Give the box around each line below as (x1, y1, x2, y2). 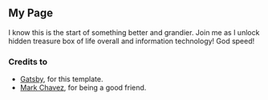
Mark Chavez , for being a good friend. (19, 83, 147, 93)
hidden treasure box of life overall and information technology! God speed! (8, 36, 255, 46)
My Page (8, 6, 54, 20)
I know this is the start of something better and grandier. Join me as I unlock (8, 27, 260, 37)
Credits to (8, 56, 48, 67)
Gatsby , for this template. (19, 74, 104, 84)
